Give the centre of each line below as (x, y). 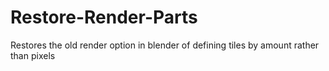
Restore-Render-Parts (104, 17)
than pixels (33, 55)
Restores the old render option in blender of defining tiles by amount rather (165, 45)
